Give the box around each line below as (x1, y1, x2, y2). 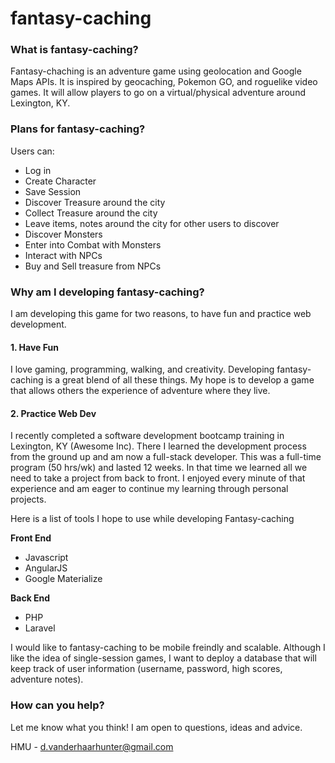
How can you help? (10, 698, 105, 712)
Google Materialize (24, 573, 103, 585)
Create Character (24, 175, 97, 187)
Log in (24, 164, 52, 176)
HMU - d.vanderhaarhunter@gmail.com (10, 740, 174, 752)
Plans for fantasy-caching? (10, 122, 146, 136)
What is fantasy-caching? (10, 43, 139, 57)
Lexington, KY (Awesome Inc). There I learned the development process (10, 440, 307, 452)
